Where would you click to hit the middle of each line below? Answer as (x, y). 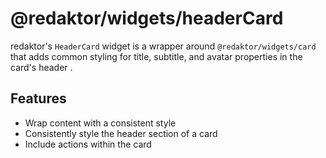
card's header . (41, 67)
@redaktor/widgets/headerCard (147, 18)
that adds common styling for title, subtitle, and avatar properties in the (156, 56)
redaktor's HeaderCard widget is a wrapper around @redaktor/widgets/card (163, 46)
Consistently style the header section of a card (121, 133)
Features (38, 98)
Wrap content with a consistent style (100, 123)
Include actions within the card (88, 144)
